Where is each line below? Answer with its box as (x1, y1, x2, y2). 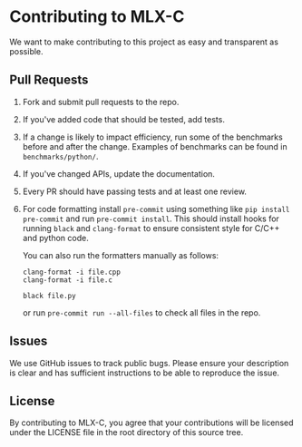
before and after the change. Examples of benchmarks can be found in (22, 141, 287, 151)
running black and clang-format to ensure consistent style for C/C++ (22, 222, 280, 233)
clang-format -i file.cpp (22, 267, 121, 277)
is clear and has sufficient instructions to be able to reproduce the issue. (9, 367, 279, 378)
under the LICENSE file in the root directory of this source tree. (9, 427, 244, 438)
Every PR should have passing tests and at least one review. (22, 186, 248, 197)
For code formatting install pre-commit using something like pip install (22, 203, 290, 214)
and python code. (22, 232, 89, 243)
